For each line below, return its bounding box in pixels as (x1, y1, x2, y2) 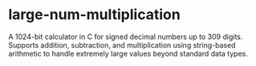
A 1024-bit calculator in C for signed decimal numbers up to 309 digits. (8, 32, 243, 41)
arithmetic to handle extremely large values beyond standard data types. (8, 49, 249, 58)
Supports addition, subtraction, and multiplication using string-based (8, 40, 236, 49)
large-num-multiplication (8, 6, 181, 24)
